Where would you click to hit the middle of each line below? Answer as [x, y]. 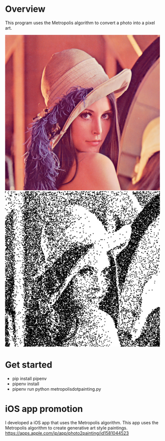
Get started [29, 365]
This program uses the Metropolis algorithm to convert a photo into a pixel [80, 23]
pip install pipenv [29, 378]
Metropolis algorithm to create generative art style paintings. [66, 428]
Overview [25, 9]
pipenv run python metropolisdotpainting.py [57, 389]
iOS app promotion [44, 409]
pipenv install [26, 384]
